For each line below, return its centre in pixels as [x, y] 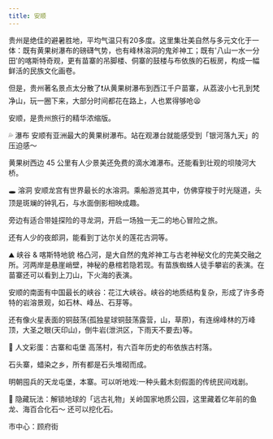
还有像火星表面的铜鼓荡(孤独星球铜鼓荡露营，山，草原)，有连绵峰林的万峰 [132, 319]
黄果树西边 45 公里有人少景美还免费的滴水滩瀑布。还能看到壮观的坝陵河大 [132, 163]
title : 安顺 [27, 16]
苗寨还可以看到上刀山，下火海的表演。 [72, 275]
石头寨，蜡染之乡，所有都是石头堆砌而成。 [80, 364]
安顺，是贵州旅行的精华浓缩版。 [62, 118]
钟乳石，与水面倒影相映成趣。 [93, 202]
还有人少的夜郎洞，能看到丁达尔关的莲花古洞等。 [90, 237]
